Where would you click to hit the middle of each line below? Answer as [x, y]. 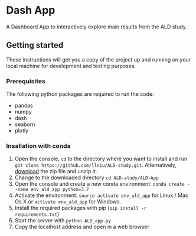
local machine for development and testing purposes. [71, 66]
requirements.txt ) [37, 214]
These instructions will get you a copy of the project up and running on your [98, 59]
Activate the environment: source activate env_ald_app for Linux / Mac [102, 195]
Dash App [31, 10]
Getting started [35, 45]
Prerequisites [26, 81]
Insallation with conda [38, 146]
